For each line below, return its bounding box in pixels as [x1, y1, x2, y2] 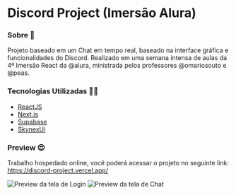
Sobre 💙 [7, 30, 35, 40]
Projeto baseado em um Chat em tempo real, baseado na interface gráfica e [7, 46, 229, 54]
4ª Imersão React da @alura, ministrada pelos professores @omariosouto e [7, 61, 227, 70]
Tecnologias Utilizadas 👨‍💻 [7, 86, 99, 96]
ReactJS [17, 102, 42, 111]
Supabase [17, 117, 47, 126]
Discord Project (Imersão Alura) [7, 5, 196, 21]
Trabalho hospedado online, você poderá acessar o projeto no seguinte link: [7, 159, 230, 167]
